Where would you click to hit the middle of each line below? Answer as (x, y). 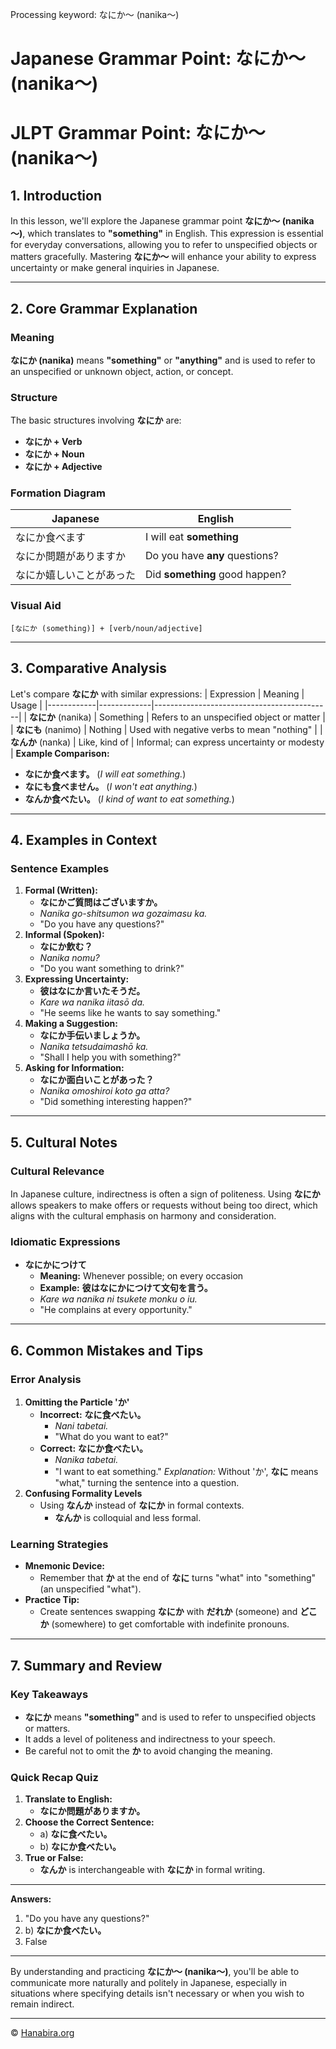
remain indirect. (42, 2004)
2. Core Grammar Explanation (104, 308)
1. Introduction (56, 195)
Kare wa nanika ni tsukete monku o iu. (118, 1299)
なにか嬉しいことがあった (76, 575)
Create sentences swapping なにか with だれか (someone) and (168, 1612)
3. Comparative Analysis (88, 668)
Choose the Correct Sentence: (89, 1822)
